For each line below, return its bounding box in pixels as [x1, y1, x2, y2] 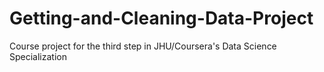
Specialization [9, 50, 67, 62]
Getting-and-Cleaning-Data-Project [9, 7, 314, 30]
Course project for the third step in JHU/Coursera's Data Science [9, 40, 277, 52]
